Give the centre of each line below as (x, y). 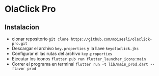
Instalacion (22, 27)
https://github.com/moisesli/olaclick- (111, 39)
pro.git (19, 44)
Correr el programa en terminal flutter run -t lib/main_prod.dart (80, 64)
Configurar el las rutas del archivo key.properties (62, 53)
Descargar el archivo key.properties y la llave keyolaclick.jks (75, 48)
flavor (18, 69)
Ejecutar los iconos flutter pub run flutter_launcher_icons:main (79, 59)
